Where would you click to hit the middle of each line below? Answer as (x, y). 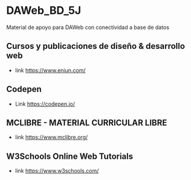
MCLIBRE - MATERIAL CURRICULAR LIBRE (87, 122)
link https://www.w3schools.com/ (57, 171)
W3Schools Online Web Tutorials (70, 156)
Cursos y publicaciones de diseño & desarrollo (96, 46)
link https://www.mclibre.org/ (51, 137)
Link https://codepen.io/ (45, 104)
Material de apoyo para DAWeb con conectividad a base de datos (88, 27)
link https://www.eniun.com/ (50, 70)
